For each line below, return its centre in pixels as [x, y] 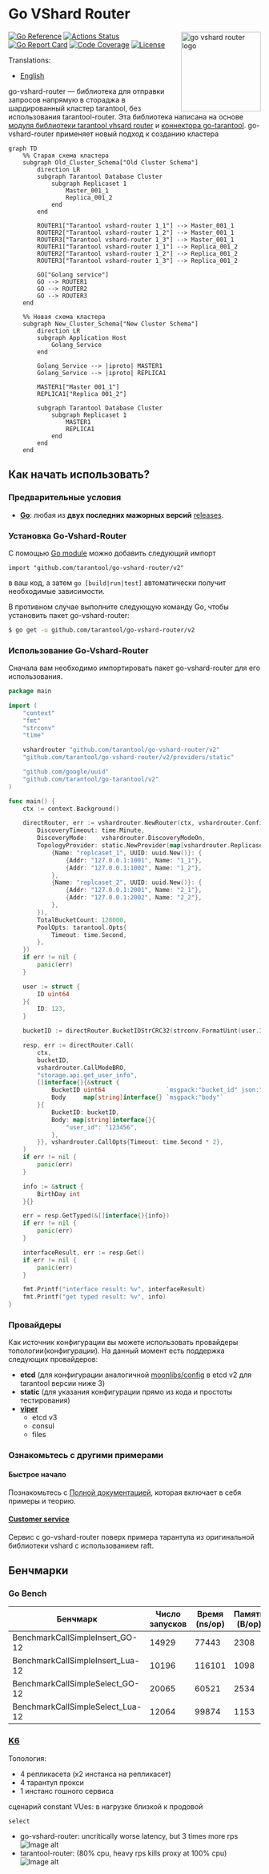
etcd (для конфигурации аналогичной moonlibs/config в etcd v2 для [136, 1375]
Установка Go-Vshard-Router [68, 535]
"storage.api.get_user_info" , [87, 1075]
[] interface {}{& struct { [78, 1083]
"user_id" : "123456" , [101, 1127]
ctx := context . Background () [71, 809]
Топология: [27, 1758]
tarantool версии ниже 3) [62, 1383]
